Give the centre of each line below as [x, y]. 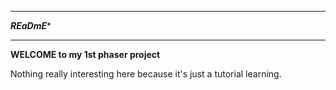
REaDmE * [31, 25]
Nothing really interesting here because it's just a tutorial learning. [146, 74]
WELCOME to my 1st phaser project [85, 54]
